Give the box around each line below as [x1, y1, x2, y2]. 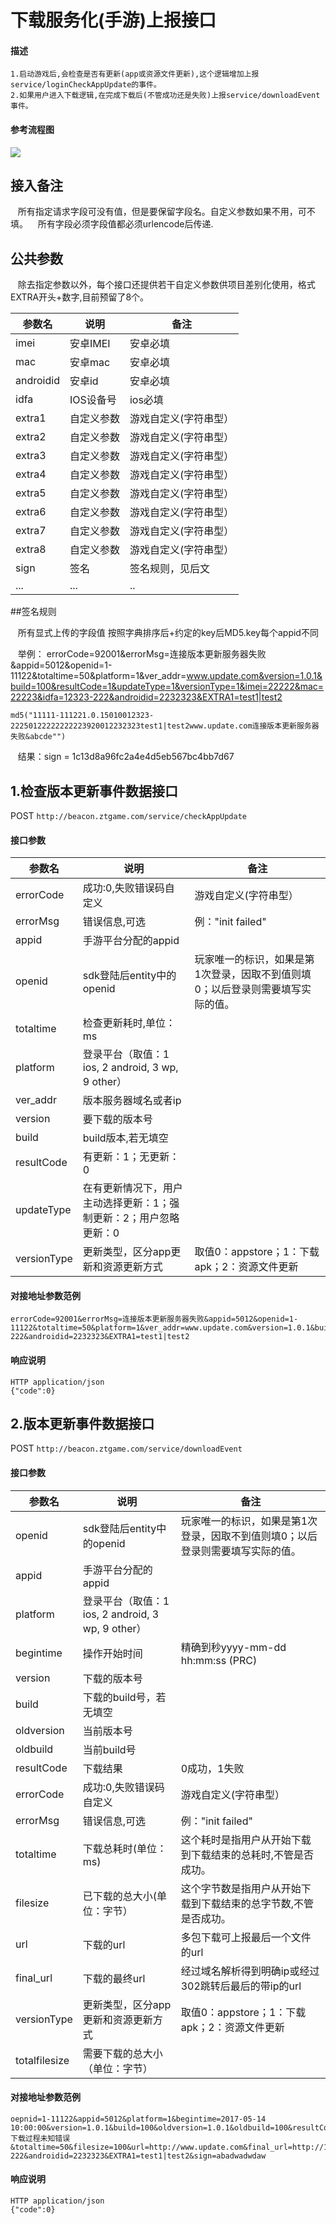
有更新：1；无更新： [82, 1150, 180, 1164]
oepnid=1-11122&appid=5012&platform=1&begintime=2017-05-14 [10, 2114, 267, 2124]
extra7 [15, 524, 47, 538]
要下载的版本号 [82, 1112, 153, 1126]
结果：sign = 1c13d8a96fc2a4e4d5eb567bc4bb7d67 [17, 751, 235, 763]
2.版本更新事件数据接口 [10, 1416, 155, 1433]
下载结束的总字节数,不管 [200, 1896, 315, 1910]
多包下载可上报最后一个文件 [180, 1930, 312, 1944]
